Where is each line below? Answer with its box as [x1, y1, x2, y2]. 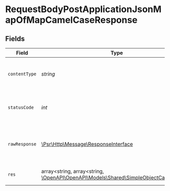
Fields [5, 34, 25, 43]
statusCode [8, 105, 34, 110]
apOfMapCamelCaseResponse [5, 14, 138, 26]
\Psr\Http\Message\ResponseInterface [41, 140, 133, 148]
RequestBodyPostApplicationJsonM [5, 4, 162, 15]
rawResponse [8, 141, 37, 147]
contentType [8, 71, 37, 77]
